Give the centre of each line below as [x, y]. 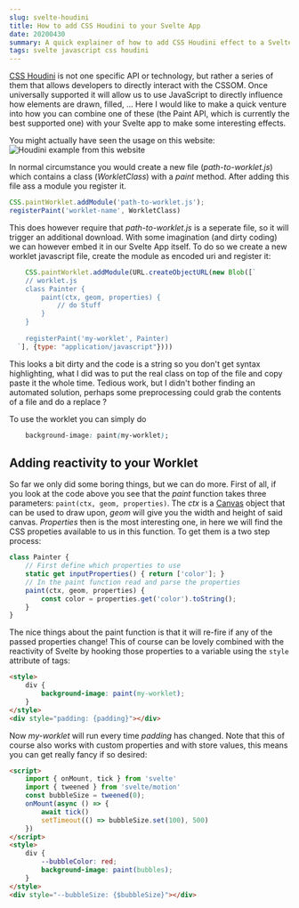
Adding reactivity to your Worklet [104, 462]
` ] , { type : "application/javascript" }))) [95, 347]
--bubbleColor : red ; [79, 862]
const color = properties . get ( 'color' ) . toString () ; [139, 599]
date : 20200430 [37, 34]
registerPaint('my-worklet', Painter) [97, 338]
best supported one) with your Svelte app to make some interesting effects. [148, 123]
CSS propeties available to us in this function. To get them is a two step [140, 531]
